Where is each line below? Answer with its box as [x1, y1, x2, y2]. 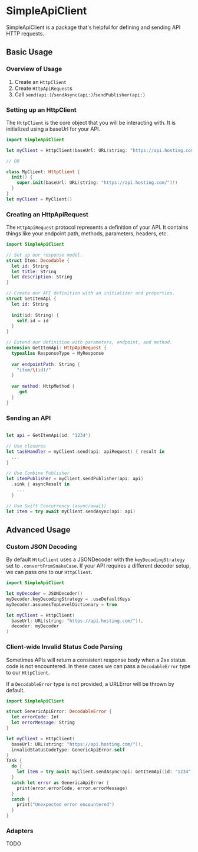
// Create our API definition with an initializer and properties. [6, 290, 176, 296]
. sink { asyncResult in [11, 481, 70, 487]
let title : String [11, 268, 57, 274]
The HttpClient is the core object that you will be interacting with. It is [6, 119, 176, 126]
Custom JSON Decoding [6, 542, 77, 550]
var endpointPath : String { [11, 361, 81, 367]
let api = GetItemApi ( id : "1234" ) [6, 433, 91, 439]
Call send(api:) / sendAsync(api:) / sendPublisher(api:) [14, 90, 146, 98]
